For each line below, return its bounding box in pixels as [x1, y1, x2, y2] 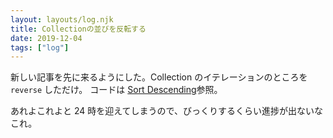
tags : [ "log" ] [10, 42, 70, 53]
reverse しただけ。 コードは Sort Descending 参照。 [10, 84, 223, 96]
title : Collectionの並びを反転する [10, 24, 147, 34]
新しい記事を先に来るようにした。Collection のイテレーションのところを [10, 71, 308, 83]
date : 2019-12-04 [10, 33, 83, 43]
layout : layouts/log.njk [10, 14, 114, 25]
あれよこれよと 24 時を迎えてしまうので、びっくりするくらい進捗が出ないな [10, 105, 323, 117]
